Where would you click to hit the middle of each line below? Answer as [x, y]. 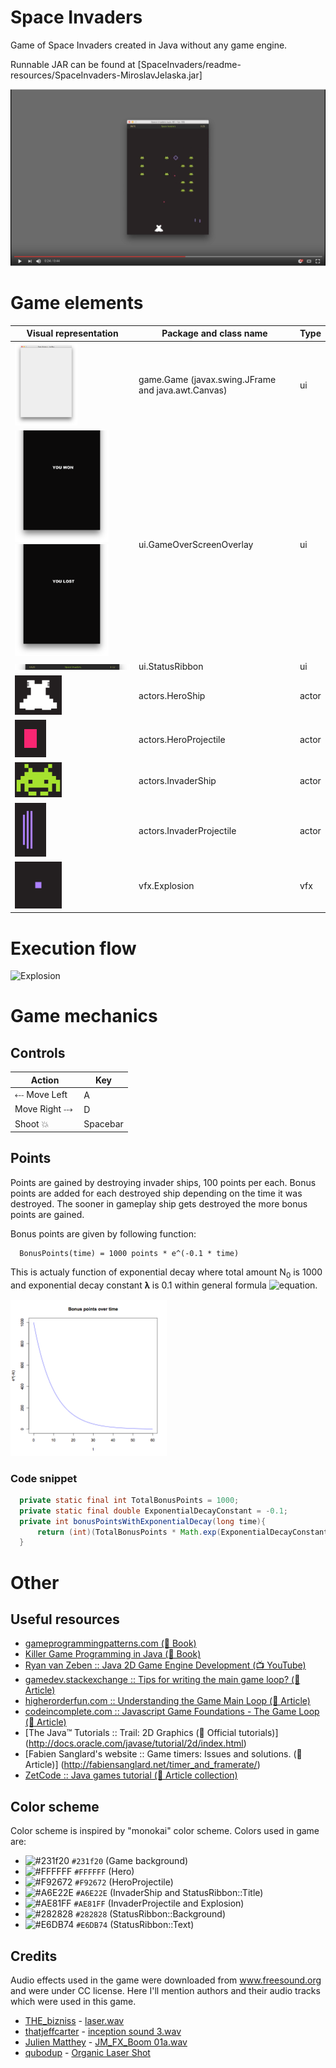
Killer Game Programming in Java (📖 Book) [113, 1654]
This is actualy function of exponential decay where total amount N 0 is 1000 [166, 1273]
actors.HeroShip [172, 696]
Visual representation [72, 333]
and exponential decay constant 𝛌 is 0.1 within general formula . [164, 1285]
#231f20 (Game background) [130, 1861]
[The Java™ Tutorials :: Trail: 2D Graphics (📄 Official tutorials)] [151, 1733]
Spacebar [103, 1124]
